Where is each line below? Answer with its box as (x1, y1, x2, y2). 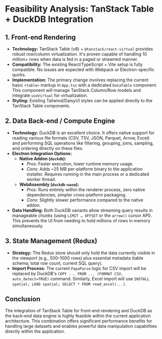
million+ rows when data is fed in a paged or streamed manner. (12, 56, 138, 62)
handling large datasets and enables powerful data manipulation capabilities (5, 323, 157, 329)
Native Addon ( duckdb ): (19, 156, 66, 161)
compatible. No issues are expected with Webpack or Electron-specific (12, 67, 155, 72)
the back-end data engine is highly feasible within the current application (5, 313, 151, 319)
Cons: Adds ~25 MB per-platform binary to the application (26, 166, 143, 172)
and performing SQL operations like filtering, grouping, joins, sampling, (12, 140, 154, 146)
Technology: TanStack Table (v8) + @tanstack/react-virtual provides (12, 46, 153, 52)
